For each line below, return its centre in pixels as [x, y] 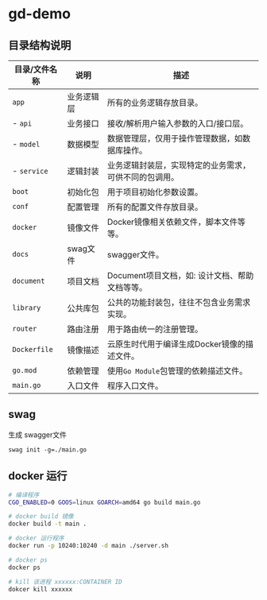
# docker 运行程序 [36, 538]
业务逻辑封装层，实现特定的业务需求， [179, 165]
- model [26, 144]
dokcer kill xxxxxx [41, 589]
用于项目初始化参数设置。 [155, 192]
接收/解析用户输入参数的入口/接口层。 [178, 124]
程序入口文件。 [135, 386]
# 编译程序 [24, 495]
